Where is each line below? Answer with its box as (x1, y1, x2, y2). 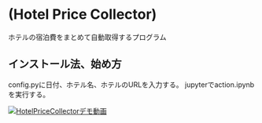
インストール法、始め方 (8, 57, 122, 71)
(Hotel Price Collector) (8, 5, 157, 24)
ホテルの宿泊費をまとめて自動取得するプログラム (8, 32, 167, 42)
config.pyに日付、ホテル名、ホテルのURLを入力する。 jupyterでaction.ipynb (8, 80, 255, 89)
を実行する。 (8, 89, 50, 99)
